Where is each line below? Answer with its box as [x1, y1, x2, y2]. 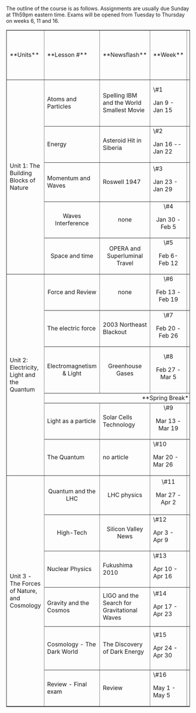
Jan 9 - [153, 99, 174, 107]
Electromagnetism [47, 362, 97, 370]
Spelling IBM [103, 91, 138, 99]
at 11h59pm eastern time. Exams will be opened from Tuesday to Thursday [6, 11, 185, 18]
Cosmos [47, 606, 70, 614]
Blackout [103, 328, 127, 336]
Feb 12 [158, 259, 178, 267]
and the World [103, 99, 142, 107]
